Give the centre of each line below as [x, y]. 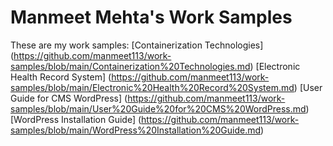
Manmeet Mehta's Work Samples [151, 17]
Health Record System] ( [61, 77]
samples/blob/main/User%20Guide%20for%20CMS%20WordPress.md [158, 108]
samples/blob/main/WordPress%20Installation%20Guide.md [136, 130]
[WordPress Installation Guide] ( [76, 119]
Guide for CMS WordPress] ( [69, 98]
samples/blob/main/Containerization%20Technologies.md [130, 66]
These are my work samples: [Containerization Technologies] [137, 45]
